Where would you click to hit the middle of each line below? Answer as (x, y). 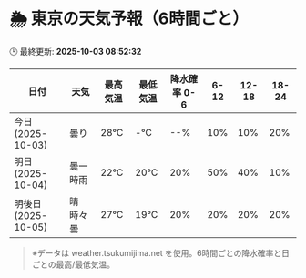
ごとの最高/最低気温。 (73, 264)
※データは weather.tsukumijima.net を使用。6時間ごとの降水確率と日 (160, 252)
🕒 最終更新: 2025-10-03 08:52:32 (76, 51)
